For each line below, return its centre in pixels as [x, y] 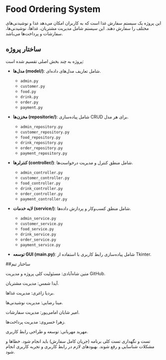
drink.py [29, 97]
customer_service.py [41, 224]
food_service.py [37, 229]
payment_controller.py [44, 199]
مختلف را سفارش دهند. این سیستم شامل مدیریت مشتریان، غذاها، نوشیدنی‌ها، [77, 28]
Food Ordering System [53, 9]
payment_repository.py [44, 153]
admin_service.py [38, 218]
